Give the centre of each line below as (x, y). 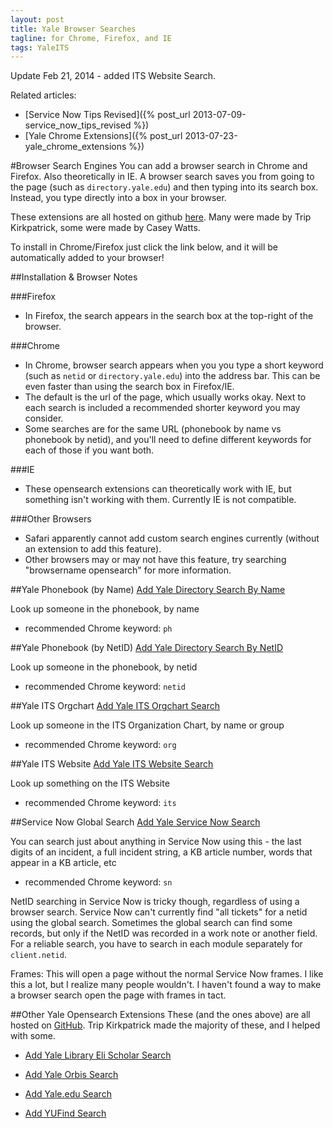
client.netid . (38, 955)
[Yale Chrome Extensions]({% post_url (103, 136)
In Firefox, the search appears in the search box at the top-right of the (169, 316)
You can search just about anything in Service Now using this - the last (156, 842)
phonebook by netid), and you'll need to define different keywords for (168, 440)
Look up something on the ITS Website (90, 783)
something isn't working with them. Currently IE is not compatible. (160, 500)
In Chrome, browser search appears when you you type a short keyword (174, 365)
